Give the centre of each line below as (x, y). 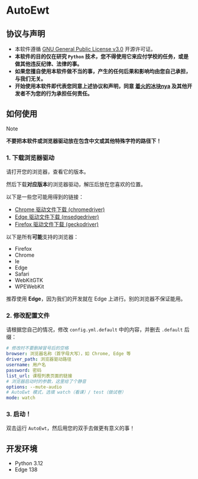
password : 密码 (24, 370)
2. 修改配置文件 (28, 316)
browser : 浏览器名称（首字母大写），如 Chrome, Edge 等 (69, 354)
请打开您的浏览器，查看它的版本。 (48, 172)
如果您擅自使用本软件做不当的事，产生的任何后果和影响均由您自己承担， (103, 71)
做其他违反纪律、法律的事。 (48, 64)
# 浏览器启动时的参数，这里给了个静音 (46, 381)
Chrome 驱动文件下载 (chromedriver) (60, 210)
